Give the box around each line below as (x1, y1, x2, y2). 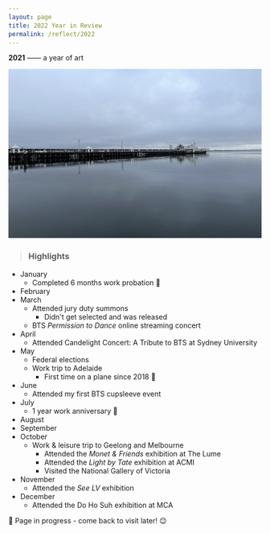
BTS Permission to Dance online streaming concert (31, 320, 201, 330)
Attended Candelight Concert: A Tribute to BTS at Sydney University (31, 337, 258, 347)
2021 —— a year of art (8, 53, 84, 63)
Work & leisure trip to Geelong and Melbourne (31, 440, 184, 450)
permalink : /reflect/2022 (8, 30, 95, 38)
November (19, 474, 55, 484)
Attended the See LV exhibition (31, 483, 134, 493)
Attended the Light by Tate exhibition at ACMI (43, 457, 195, 467)
